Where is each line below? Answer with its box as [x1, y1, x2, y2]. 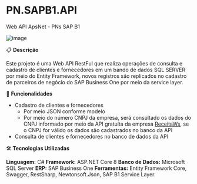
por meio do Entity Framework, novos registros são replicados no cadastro [6, 72, 187, 80]
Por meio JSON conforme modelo [23, 107, 106, 115]
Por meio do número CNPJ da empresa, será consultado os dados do [23, 114, 191, 121]
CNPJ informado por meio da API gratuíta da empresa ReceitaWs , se [23, 120, 189, 127]
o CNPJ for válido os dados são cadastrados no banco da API [23, 126, 173, 133]
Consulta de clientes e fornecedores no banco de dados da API [14, 133, 169, 140]
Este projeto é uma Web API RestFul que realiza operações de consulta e [6, 60, 183, 67]
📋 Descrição [6, 46, 39, 53]
